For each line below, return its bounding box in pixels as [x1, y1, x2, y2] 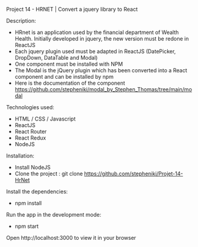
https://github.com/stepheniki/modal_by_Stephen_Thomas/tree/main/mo [14, 86, 192, 92]
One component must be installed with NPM [14, 60, 123, 67]
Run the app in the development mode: [6, 211, 102, 218]
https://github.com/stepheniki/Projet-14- [84, 170, 183, 177]
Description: [6, 17, 36, 24]
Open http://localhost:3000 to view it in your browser [6, 234, 137, 241]
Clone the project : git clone [14, 170, 83, 177]
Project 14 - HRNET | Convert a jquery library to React [6, 6, 138, 13]
